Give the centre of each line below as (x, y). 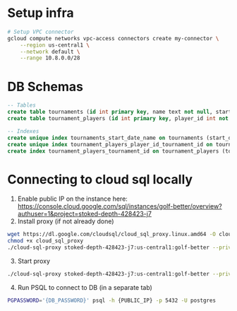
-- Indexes (23, 131)
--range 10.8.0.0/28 (50, 58)
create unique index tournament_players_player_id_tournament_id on (110, 144)
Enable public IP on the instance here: (73, 199)
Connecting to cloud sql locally (100, 179)
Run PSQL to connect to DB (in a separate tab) (85, 287)
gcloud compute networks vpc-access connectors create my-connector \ (113, 38)
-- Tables (22, 105)
